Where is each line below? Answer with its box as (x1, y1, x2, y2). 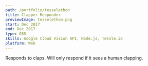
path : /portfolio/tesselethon (5, 7, 70, 13)
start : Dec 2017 (5, 21, 40, 27)
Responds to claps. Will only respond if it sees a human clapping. (5, 55, 143, 61)
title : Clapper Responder (5, 12, 61, 17)
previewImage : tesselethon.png (5, 17, 72, 22)
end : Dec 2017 (5, 27, 36, 32)
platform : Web (5, 41, 36, 46)
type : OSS (5, 31, 27, 36)
